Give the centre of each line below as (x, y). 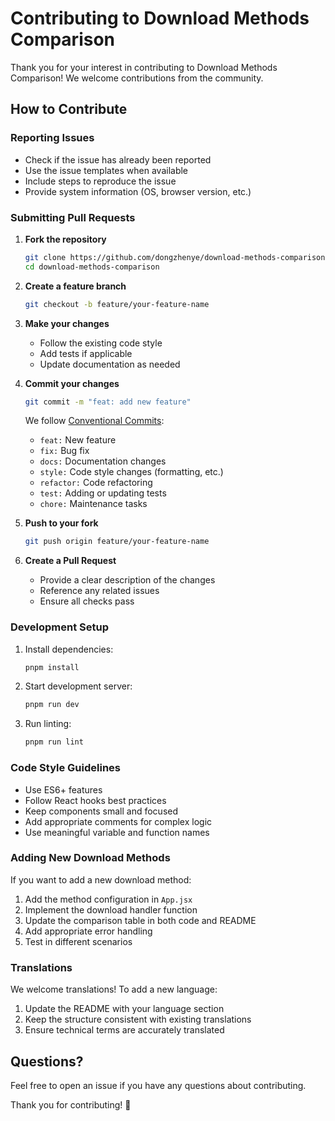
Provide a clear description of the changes (127, 580)
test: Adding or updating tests (103, 493)
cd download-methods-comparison (92, 267)
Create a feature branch (75, 286)
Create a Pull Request (70, 561)
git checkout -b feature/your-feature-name (117, 304)
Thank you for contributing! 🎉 (71, 1104)
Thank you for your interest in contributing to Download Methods (144, 67)
